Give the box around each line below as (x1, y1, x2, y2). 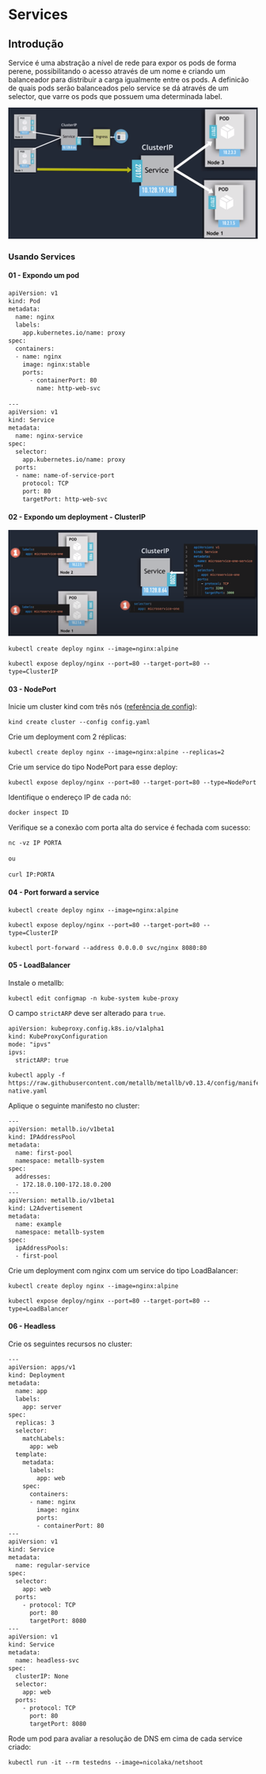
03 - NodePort (8, 684, 57, 694)
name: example (15, 1220, 62, 1228)
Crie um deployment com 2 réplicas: (8, 732, 127, 742)
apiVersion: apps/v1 (8, 1364, 77, 1372)
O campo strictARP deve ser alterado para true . (8, 1008, 166, 1017)
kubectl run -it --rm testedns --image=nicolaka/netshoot (8, 1759, 203, 1767)
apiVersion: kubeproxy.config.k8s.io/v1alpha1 (8, 1024, 165, 1032)
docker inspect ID (8, 809, 69, 817)
